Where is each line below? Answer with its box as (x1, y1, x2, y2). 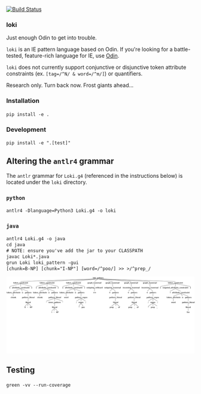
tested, (6, 52, 24, 59)
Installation (6, 96, 40, 105)
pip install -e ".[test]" (6, 140, 71, 146)
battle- (173, 46, 191, 53)
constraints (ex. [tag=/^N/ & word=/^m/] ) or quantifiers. (6, 70, 143, 77)
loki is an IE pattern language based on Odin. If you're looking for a (6, 46, 173, 53)
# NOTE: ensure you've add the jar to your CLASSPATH (6, 248, 144, 254)
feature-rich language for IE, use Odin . (25, 52, 120, 59)
